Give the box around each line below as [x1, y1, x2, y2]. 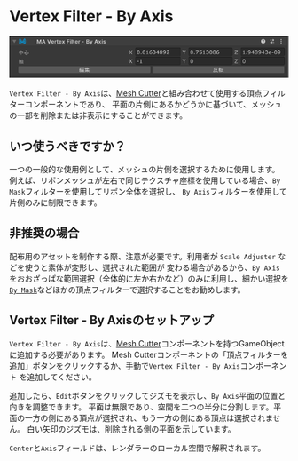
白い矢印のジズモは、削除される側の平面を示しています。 [26, 424, 237, 434]
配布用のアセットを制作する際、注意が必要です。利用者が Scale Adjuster [9, 250, 277, 261]
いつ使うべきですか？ [9, 139, 126, 154]
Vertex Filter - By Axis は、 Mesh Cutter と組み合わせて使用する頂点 [9, 88, 263, 99]
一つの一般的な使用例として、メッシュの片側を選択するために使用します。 [9, 164, 280, 175]
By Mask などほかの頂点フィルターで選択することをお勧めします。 [9, 284, 246, 295]
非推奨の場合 [9, 226, 80, 241]
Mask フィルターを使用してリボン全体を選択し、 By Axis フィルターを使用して [9, 187, 288, 197]
